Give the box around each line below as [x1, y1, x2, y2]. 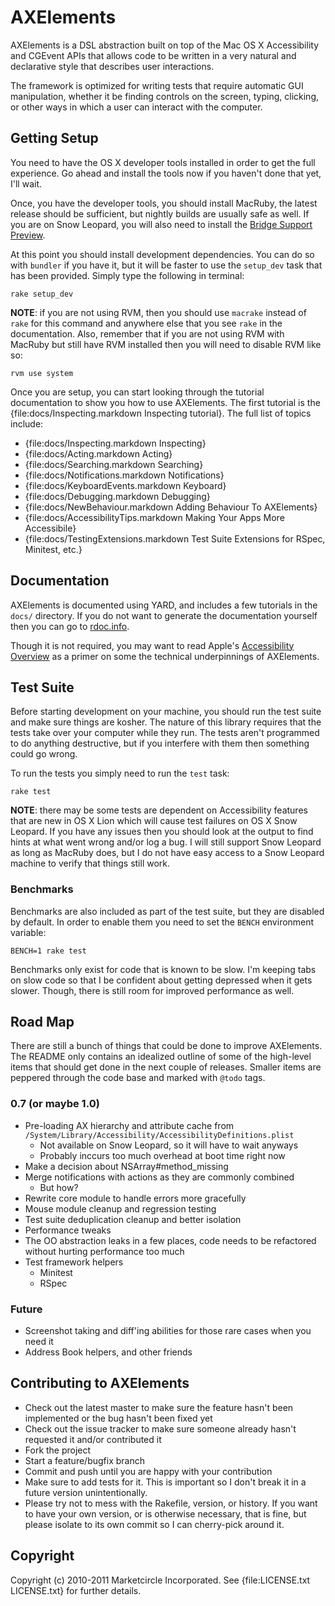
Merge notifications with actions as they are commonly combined [24, 1171, 295, 1183]
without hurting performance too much [24, 1245, 185, 1257]
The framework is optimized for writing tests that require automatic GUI [10, 79, 304, 91]
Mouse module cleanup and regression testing [24, 1202, 217, 1215]
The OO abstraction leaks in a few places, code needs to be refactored [24, 1234, 317, 1246]
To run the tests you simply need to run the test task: [10, 767, 230, 780]
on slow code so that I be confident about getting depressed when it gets [10, 974, 313, 986]
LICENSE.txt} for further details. [10, 1584, 142, 1596]
